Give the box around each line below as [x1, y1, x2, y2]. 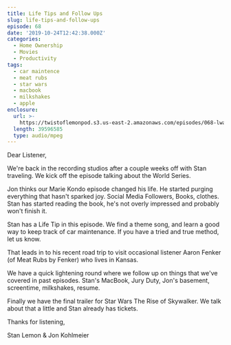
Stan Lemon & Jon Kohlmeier [7, 331, 89, 339]
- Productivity [13, 55, 57, 62]
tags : [7, 61, 23, 68]
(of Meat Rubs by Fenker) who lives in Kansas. [7, 256, 139, 264]
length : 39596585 [13, 126, 63, 132]
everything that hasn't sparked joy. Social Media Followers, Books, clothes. [7, 193, 220, 201]
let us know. [7, 235, 41, 244]
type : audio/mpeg [13, 132, 63, 139]
